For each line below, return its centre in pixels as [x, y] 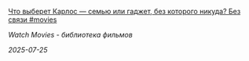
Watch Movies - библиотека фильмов [71, 35]
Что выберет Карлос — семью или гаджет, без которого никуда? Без [124, 11]
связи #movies [33, 20]
